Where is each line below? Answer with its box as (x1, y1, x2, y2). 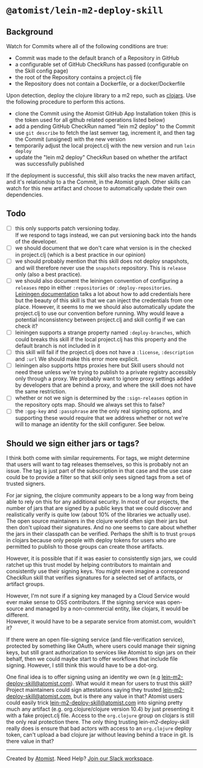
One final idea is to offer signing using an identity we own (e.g (6, 673, 161, 681)
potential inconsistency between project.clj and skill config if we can (14, 316, 185, 323)
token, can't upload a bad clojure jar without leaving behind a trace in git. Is (6, 731, 194, 738)
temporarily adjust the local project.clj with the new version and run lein (14, 142, 195, 149)
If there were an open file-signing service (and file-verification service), (6, 636, 185, 644)
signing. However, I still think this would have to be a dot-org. (6, 662, 158, 669)
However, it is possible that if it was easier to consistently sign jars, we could (6, 555, 197, 562)
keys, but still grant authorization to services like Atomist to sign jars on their (6, 649, 196, 656)
